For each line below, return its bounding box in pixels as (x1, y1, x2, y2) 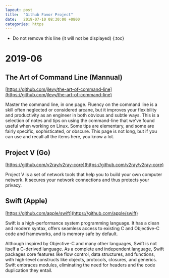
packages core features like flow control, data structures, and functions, (5, 251, 155, 257)
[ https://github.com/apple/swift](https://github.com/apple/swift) (5, 210, 138, 216)
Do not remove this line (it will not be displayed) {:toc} (12, 35, 125, 41)
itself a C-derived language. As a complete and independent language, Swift (5, 246, 164, 252)
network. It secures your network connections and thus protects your (5, 177, 150, 183)
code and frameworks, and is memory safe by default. (5, 231, 118, 237)
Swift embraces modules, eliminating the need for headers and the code (5, 262, 155, 268)
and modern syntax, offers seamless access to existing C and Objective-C (5, 225, 160, 231)
